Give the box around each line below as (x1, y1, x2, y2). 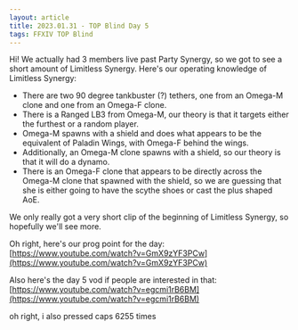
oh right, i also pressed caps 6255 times (9, 311, 157, 322)
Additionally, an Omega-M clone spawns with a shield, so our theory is (21, 147, 282, 158)
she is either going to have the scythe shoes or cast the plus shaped (21, 185, 273, 196)
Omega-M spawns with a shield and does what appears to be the (21, 128, 262, 139)
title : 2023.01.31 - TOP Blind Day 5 (9, 21, 149, 30)
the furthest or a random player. (21, 119, 140, 129)
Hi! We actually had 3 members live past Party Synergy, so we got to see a (9, 54, 283, 65)
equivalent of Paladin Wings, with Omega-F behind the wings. (21, 137, 249, 148)
